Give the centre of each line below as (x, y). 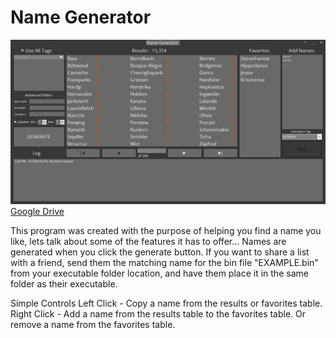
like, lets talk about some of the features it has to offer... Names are (148, 241)
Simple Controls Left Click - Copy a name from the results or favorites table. (166, 303)
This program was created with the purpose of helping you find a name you (166, 230)
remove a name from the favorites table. (93, 324)
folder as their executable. (64, 283)
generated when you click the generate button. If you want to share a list (160, 252)
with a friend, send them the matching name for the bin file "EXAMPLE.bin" (164, 262)
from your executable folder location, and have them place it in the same (159, 273)
